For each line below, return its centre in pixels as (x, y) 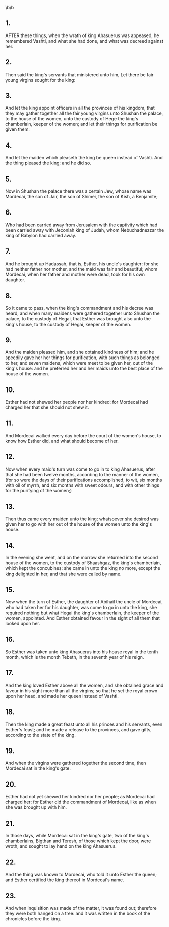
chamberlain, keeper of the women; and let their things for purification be (81, 124)
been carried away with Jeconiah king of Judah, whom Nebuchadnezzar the (85, 230)
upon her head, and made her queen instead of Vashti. (62, 696)
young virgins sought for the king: (40, 80)
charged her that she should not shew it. (47, 407)
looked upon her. (23, 624)
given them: (18, 129)
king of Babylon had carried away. (41, 235)
